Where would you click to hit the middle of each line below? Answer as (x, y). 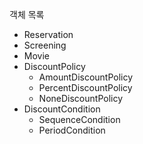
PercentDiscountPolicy (85, 87)
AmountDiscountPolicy (86, 77)
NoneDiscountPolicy (81, 98)
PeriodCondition (72, 130)
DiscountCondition (62, 109)
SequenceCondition (79, 119)
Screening (45, 45)
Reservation (48, 34)
